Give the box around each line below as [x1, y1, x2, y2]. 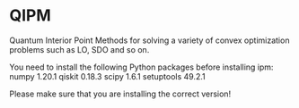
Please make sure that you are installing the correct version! [9, 88, 232, 99]
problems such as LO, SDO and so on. [9, 44, 150, 54]
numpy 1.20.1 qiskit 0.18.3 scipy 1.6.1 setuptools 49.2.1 [9, 71, 206, 81]
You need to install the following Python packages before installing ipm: [9, 62, 274, 72]
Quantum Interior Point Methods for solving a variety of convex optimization [9, 35, 290, 46]
